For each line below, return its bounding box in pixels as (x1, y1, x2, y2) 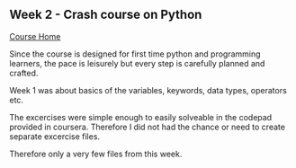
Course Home (9, 31, 61, 41)
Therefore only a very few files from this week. (9, 148, 183, 159)
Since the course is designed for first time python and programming (9, 49, 261, 59)
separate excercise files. (9, 130, 101, 142)
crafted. (9, 67, 39, 78)
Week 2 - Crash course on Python (9, 7, 202, 22)
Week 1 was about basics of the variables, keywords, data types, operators (9, 84, 288, 95)
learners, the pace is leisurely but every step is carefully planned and (9, 57, 265, 68)
